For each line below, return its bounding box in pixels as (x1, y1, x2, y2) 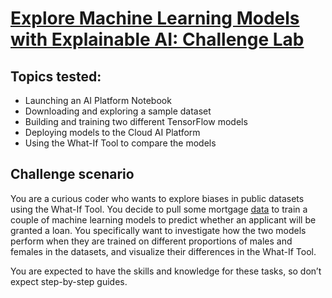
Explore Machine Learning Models (10, 7, 300, 30)
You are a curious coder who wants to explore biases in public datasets (10, 192, 305, 204)
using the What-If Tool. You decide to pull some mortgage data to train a (10, 203, 308, 215)
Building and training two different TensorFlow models (24, 116, 248, 127)
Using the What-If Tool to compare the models (24, 137, 217, 149)
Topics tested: (10, 68, 102, 85)
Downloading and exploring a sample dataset (24, 105, 212, 117)
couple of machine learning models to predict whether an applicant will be (10, 213, 317, 226)
